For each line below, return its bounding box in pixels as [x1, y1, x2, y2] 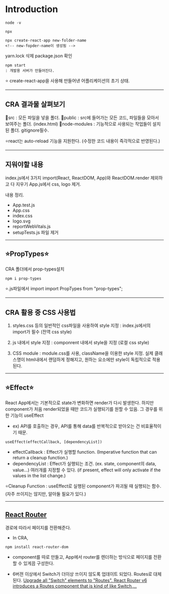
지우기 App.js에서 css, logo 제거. [16, 181, 81, 187]
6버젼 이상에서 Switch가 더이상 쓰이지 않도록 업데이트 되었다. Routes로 [12, 571, 152, 577]
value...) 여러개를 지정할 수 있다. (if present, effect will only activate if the [12, 467, 161, 473]
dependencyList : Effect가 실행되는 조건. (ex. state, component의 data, [12, 461, 156, 466]
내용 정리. [5, 192, 24, 198]
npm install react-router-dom [5, 544, 69, 550]
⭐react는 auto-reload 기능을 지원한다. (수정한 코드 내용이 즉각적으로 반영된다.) [5, 138, 160, 144]
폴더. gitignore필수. [10, 127, 49, 133]
